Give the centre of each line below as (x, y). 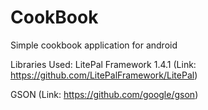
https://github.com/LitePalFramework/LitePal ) (104, 75)
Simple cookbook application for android (94, 45)
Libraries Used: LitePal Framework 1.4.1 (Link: (103, 64)
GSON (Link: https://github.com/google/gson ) (104, 94)
